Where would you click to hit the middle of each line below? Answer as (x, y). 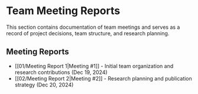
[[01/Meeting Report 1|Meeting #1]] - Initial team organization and (94, 66)
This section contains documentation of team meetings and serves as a (93, 27)
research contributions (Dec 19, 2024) (61, 72)
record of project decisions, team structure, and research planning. (88, 33)
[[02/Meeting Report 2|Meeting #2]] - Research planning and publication (103, 78)
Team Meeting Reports (63, 11)
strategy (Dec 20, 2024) (44, 85)
